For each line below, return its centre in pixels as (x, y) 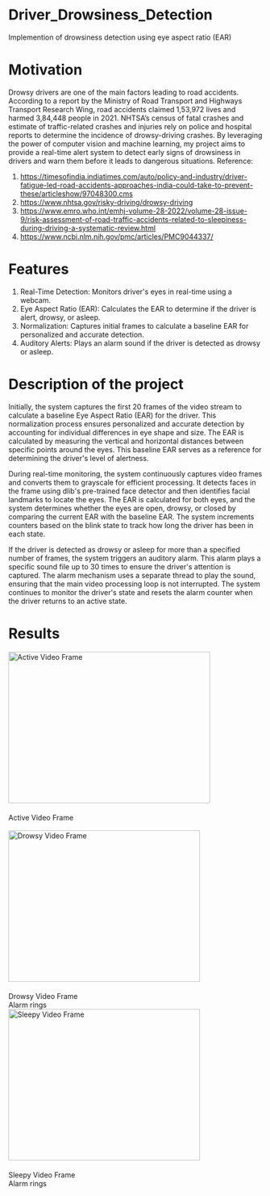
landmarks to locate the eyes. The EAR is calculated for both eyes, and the (132, 499)
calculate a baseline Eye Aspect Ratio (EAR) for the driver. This (112, 415)
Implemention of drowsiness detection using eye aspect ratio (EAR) (120, 37)
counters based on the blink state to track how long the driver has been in (131, 525)
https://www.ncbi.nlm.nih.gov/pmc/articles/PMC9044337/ (116, 237)
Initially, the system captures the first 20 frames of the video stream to (125, 406)
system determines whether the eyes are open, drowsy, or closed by (122, 508)
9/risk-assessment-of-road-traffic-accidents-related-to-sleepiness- (133, 219)
